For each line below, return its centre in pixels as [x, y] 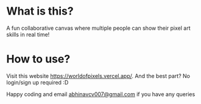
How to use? [38, 59]
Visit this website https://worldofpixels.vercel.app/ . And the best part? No [98, 76]
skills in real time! [28, 34]
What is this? [40, 11]
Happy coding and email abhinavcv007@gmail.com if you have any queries [101, 94]
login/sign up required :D [37, 82]
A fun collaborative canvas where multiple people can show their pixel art [98, 28]
